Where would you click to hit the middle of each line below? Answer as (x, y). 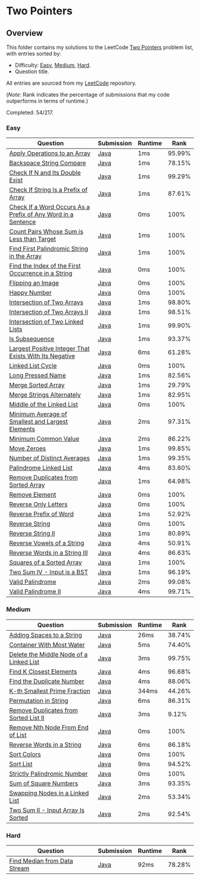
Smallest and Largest (39, 422)
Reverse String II (32, 534)
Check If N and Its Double (45, 173)
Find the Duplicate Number (47, 681)
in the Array (26, 256)
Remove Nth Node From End (49, 727)
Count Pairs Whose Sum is (46, 232)
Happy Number (31, 293)
